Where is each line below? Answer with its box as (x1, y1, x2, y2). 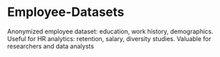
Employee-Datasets (7, 4, 125, 20)
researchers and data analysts (7, 42, 94, 50)
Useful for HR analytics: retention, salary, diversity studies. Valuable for (7, 34, 212, 42)
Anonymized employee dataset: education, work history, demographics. (7, 27, 214, 35)
